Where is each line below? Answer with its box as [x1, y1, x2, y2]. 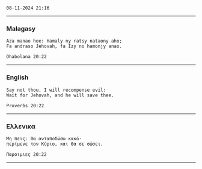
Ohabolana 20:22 [6, 54, 47, 60]
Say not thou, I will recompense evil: [6, 87, 106, 93]
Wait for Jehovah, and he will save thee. [6, 92, 114, 98]
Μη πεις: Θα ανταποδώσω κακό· [6, 135, 82, 141]
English [6, 73, 29, 82]
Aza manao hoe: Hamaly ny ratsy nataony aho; [6, 38, 122, 44]
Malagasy [6, 24, 36, 32]
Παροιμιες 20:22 [6, 151, 47, 158]
